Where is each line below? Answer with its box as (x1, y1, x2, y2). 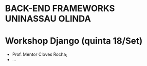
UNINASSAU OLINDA (5, 13, 91, 24)
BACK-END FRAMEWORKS (5, 3, 115, 14)
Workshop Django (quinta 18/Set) (5, 35, 143, 47)
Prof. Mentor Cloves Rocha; (12, 51, 68, 57)
